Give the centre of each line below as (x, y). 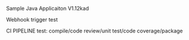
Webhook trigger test (32, 19)
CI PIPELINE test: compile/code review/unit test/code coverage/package (94, 31)
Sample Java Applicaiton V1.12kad (47, 8)
